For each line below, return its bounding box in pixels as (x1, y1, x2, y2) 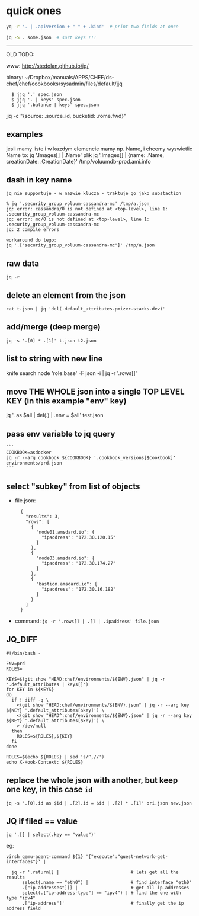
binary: (6, 73, 24, 81)
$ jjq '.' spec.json (11, 91, 62, 97)
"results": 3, (25, 514, 60, 520)
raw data (6, 258, 40, 268)
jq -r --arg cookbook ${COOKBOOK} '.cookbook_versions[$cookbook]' (6, 455, 176, 461)
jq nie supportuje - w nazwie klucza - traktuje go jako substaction (6, 191, 182, 197)
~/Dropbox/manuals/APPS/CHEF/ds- (24, 73, 114, 81)
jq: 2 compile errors (6, 227, 60, 233)
